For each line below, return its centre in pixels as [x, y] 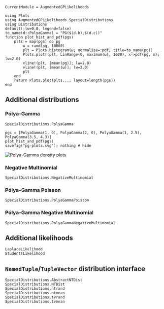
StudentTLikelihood [25, 254]
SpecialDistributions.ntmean [35, 293]
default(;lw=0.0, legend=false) [38, 29]
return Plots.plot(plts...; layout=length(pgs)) [65, 80]
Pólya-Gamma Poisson [33, 190]
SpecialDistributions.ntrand [35, 289]
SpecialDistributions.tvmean [35, 302]
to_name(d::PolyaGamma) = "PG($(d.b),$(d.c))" [54, 33]
